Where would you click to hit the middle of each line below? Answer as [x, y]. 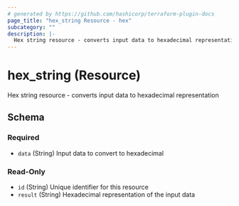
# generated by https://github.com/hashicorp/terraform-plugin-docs [111, 14]
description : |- [31, 34]
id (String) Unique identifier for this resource [83, 187]
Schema [26, 118]
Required [23, 138]
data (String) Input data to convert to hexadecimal [91, 153]
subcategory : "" [31, 27]
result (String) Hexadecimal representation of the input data [106, 195]
